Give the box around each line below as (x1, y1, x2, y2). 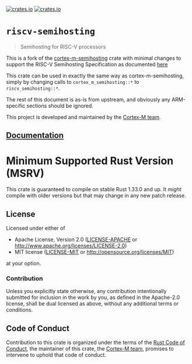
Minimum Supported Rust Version (6, 154, 174, 167)
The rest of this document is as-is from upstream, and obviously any (6, 96, 170, 103)
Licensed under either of (6, 224, 65, 232)
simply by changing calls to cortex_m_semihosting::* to (6, 78, 139, 85)
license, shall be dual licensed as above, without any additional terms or (6, 300, 179, 307)
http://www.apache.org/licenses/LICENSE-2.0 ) (14, 242, 127, 249)
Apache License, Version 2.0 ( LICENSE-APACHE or (14, 236, 138, 243)
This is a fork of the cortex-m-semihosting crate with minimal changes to (6, 55, 181, 62)
